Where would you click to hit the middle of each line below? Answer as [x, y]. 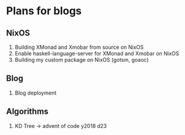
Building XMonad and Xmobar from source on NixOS [79, 47]
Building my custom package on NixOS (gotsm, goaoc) [82, 60]
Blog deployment [36, 93]
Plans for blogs [44, 11]
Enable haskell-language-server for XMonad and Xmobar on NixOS [97, 54]
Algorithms [27, 112]
